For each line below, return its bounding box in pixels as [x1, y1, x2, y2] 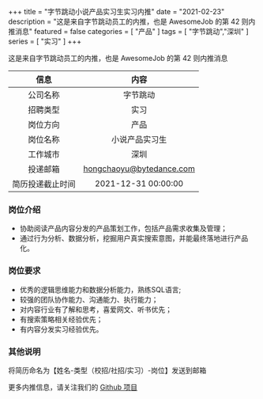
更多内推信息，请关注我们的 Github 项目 [8, 382, 138, 392]
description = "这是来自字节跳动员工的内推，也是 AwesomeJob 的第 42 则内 [8, 17, 256, 26]
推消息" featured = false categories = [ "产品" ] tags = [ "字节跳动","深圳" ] [8, 27, 249, 36]
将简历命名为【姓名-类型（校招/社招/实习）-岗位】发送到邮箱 [8, 365, 207, 374]
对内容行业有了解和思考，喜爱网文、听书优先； [19, 304, 172, 314]
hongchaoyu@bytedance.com [83, 163, 195, 174]
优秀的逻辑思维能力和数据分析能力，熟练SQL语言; [19, 284, 182, 294]
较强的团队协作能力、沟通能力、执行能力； [19, 294, 159, 304]
